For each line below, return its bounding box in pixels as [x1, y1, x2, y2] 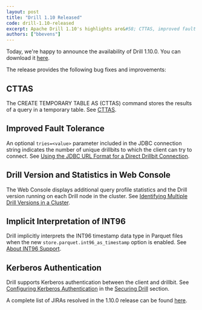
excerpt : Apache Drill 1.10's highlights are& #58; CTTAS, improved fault [6, 25, 197, 32]
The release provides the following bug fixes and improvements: [6, 66, 166, 73]
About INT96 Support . [6, 245, 62, 253]
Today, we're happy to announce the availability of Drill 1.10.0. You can [6, 48, 181, 55]
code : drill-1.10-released [6, 20, 74, 26]
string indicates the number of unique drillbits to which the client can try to [6, 146, 192, 153]
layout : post [6, 8, 39, 15]
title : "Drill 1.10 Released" [6, 15, 83, 21]
